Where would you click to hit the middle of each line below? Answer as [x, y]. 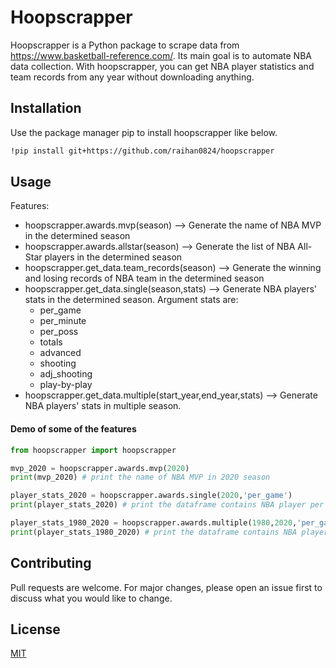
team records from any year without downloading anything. [132, 77]
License [35, 629]
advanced [60, 353]
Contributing [51, 563]
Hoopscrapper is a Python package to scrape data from [125, 45]
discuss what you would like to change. [91, 598]
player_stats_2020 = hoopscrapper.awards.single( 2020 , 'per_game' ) [151, 496]
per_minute [63, 321]
